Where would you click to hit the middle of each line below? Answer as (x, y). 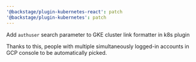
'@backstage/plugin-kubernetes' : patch (56, 17)
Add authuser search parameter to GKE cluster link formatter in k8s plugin (98, 34)
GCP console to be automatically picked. (57, 52)
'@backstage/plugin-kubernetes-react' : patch (64, 12)
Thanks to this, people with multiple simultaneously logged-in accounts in (98, 46)
